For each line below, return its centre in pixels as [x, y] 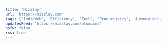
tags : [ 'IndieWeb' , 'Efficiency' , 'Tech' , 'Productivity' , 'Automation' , [84, 19]
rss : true [16, 33]
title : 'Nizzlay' [23, 10]
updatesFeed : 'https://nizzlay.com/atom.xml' [53, 23]
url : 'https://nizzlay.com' [35, 14]
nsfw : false [18, 28]
